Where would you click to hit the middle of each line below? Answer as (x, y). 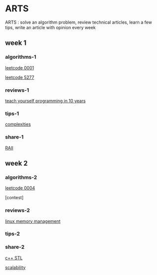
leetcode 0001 (20, 68)
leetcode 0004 (20, 188)
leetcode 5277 (20, 77)
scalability (16, 267)
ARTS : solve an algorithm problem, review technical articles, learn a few (78, 22)
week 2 (16, 163)
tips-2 (13, 234)
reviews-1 (17, 90)
